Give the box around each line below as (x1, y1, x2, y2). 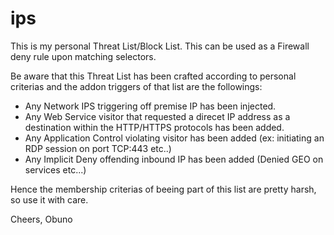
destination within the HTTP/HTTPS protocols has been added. (24, 121, 285, 133)
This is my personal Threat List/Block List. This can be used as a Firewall (10, 40, 310, 52)
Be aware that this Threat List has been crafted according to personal (10, 70, 297, 82)
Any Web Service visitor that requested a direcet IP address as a (24, 110, 291, 122)
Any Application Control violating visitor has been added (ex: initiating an (24, 132, 325, 144)
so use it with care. (10, 193, 89, 206)
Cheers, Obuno (10, 213, 73, 225)
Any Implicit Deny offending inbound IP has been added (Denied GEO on (24, 153, 324, 165)
